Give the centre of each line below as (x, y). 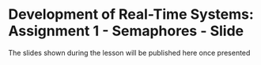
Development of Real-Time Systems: (131, 14)
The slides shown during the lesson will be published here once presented (129, 52)
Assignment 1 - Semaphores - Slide (126, 31)
